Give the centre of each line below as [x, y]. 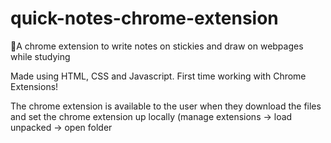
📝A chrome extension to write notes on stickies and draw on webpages [157, 46]
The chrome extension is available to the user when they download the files [166, 106]
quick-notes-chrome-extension [144, 18]
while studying [40, 56]
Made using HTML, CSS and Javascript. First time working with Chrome [158, 76]
